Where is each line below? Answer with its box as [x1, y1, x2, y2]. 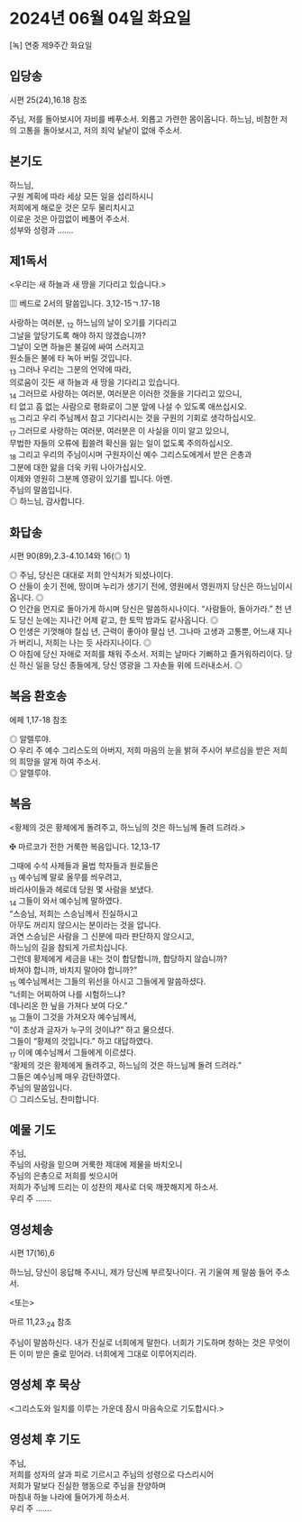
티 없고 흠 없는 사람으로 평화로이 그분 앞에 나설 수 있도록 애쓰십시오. [9, 400, 247, 411]
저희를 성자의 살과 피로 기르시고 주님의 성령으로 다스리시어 [9, 1469, 215, 1480]
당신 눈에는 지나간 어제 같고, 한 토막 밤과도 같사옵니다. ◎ [18, 614, 219, 625]
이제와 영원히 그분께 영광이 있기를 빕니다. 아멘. [9, 473, 173, 484]
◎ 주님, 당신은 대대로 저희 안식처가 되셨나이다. [9, 569, 174, 580]
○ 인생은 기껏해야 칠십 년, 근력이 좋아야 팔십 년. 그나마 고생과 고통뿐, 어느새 [9, 626, 276, 637]
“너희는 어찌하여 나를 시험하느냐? [9, 988, 126, 999]
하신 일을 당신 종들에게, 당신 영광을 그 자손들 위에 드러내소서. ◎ [18, 659, 243, 670]
